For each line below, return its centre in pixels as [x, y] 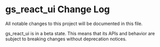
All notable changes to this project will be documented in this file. [74, 24]
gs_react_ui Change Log [58, 9]
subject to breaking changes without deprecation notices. [66, 39]
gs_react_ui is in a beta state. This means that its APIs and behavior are [80, 33]
